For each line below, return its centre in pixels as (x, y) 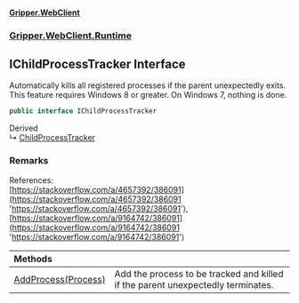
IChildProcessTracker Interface (97, 64)
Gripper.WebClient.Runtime (70, 36)
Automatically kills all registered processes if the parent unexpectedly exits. (148, 85)
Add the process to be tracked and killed (199, 274)
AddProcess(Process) (60, 279)
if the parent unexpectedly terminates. (194, 284)
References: (31, 180)
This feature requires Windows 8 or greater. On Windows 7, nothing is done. (148, 95)
